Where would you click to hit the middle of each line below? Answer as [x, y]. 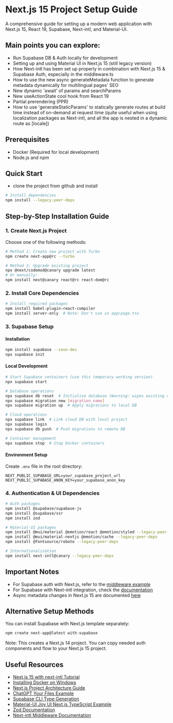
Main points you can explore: [53, 46]
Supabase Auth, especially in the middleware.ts [63, 74]
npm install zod [23, 518]
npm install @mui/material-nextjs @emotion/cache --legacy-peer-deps [82, 537]
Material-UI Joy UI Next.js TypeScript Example [62, 704]
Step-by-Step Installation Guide [57, 216]
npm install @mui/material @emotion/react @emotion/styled [70, 532]
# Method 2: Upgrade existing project [47, 266]
